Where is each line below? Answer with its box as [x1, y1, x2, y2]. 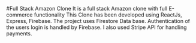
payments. [6, 30, 32, 37]
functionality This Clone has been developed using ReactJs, [34, 11, 182, 18]
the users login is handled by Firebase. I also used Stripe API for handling [6, 24, 187, 31]
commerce [6, 11, 33, 18]
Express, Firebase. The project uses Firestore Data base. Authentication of [6, 18, 191, 24]
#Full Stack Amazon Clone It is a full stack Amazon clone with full [6, 5, 168, 12]
